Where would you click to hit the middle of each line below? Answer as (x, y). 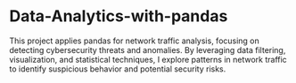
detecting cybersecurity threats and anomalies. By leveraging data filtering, (148, 49)
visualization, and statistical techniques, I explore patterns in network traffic (148, 59)
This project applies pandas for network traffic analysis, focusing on (135, 41)
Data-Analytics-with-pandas (119, 16)
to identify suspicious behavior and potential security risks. (118, 69)
